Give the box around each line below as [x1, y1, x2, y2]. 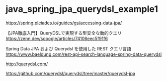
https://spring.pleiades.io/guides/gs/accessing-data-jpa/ [5, 20, 122, 26]
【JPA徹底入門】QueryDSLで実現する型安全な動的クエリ [5, 30, 122, 36]
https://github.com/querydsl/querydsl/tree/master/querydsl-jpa [5, 70, 136, 76]
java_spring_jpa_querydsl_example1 [5, 3, 159, 15]
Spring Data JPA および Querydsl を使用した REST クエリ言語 [5, 45, 131, 51]
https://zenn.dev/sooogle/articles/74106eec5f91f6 [5, 36, 108, 41]
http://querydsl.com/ [5, 61, 48, 67]
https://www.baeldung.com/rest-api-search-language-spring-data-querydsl [5, 51, 162, 57]
